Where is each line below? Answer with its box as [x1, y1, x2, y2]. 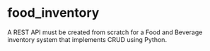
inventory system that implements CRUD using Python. [7, 35, 168, 43]
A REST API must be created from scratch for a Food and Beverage [7, 28, 203, 36]
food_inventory [7, 5, 100, 21]
